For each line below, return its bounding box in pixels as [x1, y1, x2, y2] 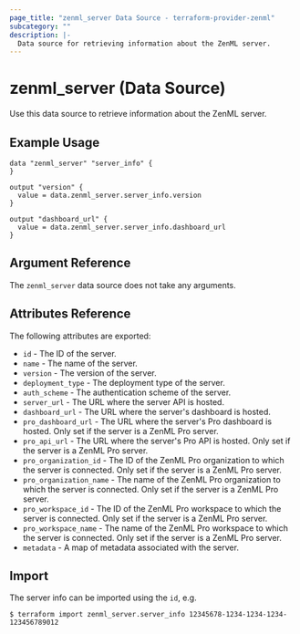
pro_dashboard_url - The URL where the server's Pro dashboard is [22, 416, 272, 427]
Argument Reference [9, 255, 131, 271]
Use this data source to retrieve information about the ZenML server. [9, 109, 267, 120]
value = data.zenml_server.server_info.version [17, 191, 202, 200]
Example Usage [9, 134, 100, 151]
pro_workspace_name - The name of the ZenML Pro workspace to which [22, 522, 289, 534]
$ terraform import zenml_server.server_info [9, 610, 185, 619]
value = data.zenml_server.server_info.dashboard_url [17, 223, 226, 232]
